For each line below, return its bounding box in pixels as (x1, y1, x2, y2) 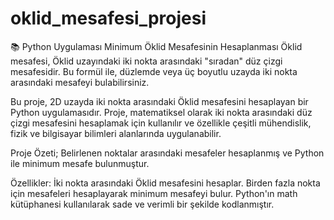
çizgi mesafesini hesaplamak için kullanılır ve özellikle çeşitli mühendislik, (10, 117, 312, 129)
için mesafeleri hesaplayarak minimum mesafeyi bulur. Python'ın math (10, 187, 298, 199)
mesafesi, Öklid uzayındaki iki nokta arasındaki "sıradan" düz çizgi (10, 55, 283, 67)
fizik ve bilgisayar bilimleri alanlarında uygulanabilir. (10, 127, 222, 139)
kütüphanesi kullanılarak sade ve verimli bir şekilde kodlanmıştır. (10, 198, 275, 210)
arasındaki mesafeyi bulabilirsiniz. (10, 76, 150, 88)
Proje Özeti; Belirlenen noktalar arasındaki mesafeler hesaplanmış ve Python (10, 147, 325, 159)
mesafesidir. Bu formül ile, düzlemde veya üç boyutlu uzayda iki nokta (10, 65, 298, 77)
